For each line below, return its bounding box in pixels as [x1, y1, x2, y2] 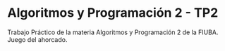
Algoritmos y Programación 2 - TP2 [7, 5, 219, 21]
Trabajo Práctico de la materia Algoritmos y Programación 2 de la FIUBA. [7, 28, 219, 36]
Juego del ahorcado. [7, 35, 68, 43]
